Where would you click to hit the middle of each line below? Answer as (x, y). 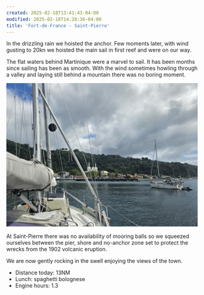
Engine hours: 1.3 (37, 286)
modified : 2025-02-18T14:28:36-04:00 (54, 19)
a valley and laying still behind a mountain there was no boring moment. (96, 75)
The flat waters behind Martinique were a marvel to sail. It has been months (101, 62)
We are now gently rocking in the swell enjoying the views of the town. (94, 261)
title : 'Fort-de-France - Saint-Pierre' (58, 25)
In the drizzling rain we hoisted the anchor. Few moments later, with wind (97, 44)
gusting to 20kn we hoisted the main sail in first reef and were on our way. (99, 50)
